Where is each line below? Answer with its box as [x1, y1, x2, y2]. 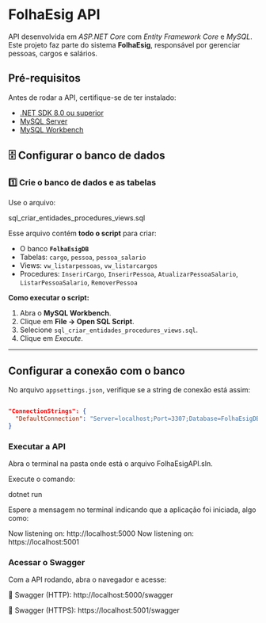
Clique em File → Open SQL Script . [19, 317, 135, 327]
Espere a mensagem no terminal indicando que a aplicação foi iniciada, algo [8, 505, 256, 514]
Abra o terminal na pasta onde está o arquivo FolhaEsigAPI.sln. [8, 459, 213, 468]
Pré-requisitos [8, 71, 82, 85]
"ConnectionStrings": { [8, 407, 87, 415]
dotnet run [8, 490, 43, 499]
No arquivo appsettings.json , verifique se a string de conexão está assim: [8, 385, 251, 395]
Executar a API [8, 441, 66, 452]
